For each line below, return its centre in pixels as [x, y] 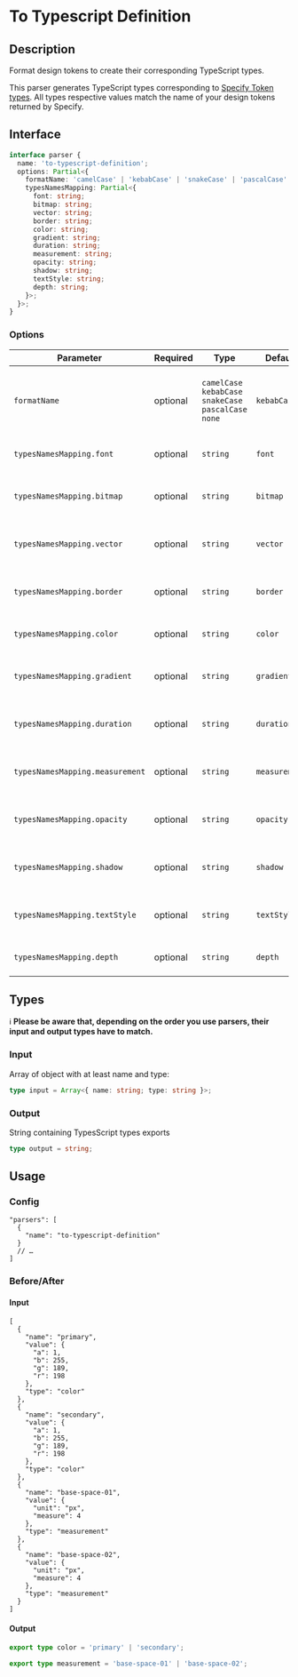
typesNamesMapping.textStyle [75, 914]
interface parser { [45, 155]
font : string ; [59, 196]
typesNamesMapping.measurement [80, 771]
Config [24, 1202]
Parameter [80, 357]
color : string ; [61, 229]
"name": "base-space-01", [73, 1492]
